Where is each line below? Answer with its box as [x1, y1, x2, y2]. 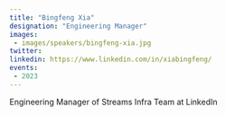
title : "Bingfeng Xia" [9, 13, 95, 22]
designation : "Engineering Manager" [9, 22, 147, 31]
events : [9, 64, 39, 73]
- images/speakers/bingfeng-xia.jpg [13, 38, 152, 48]
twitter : [9, 47, 42, 56]
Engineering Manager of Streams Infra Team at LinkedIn [9, 96, 218, 107]
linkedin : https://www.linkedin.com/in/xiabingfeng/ [9, 55, 212, 64]
